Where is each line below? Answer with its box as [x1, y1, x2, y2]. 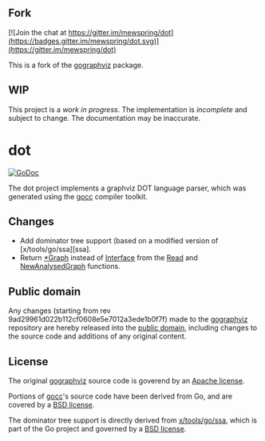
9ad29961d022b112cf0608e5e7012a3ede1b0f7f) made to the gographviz [8, 315, 248, 324]
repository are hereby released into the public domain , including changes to [8, 323, 258, 333]
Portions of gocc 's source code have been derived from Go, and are [8, 391, 233, 401]
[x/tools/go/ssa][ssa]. [19, 244, 92, 255]
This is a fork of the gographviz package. [8, 60, 144, 70]
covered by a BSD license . [8, 400, 95, 409]
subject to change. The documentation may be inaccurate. [8, 113, 201, 122]
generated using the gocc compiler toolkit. [8, 191, 148, 201]
